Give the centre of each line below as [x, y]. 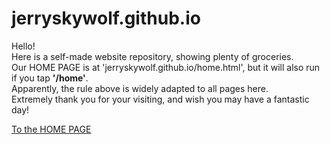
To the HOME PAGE [51, 129]
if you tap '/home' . [50, 78]
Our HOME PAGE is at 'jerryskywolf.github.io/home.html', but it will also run [166, 67]
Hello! [23, 46]
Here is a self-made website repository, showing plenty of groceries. [152, 56]
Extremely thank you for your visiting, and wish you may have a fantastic [160, 99]
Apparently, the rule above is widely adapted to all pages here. [140, 88]
